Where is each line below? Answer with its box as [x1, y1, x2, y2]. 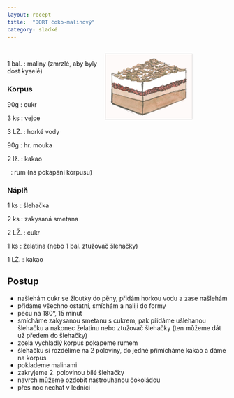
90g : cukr [7, 100, 37, 108]
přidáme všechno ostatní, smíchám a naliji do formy [17, 301, 166, 310]
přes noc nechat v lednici [17, 383, 91, 391]
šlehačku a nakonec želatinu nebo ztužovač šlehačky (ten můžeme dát [17, 323, 221, 332]
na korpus [17, 353, 47, 362]
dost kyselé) [7, 67, 43, 75]
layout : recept [7, 11, 52, 18]
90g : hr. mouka [7, 140, 53, 149]
